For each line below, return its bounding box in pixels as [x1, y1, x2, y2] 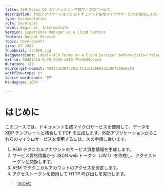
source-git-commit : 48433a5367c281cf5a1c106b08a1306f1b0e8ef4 [5, 66, 134, 71]
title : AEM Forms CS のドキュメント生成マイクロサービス [5, 7, 111, 12]
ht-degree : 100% [5, 80, 38, 85]
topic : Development [5, 39, 45, 44]
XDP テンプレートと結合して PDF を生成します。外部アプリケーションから [5, 130, 154, 136]
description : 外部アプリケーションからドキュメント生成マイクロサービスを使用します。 [5, 12, 160, 17]
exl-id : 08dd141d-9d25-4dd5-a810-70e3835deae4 [5, 57, 102, 62]
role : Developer [5, 21, 38, 26]
